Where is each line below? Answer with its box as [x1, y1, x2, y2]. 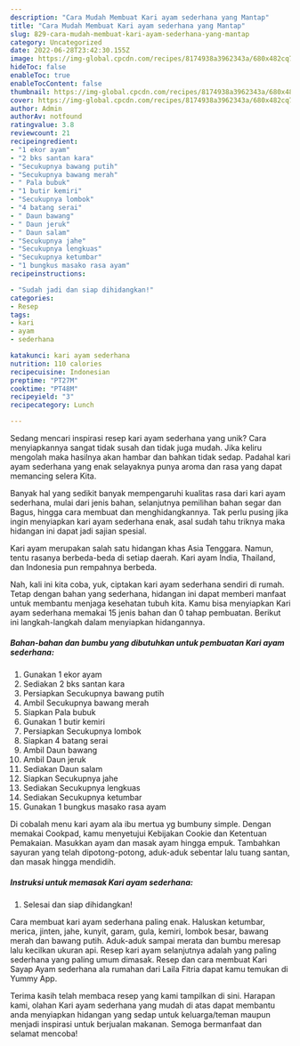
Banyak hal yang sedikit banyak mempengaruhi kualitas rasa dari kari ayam [10, 488, 286, 498]
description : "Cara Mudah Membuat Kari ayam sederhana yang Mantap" [10, 12, 270, 22]
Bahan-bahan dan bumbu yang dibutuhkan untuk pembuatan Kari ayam [10, 637, 285, 648]
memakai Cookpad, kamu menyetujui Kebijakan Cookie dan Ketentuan [10, 828, 268, 839]
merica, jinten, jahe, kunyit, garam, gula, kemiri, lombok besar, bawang [10, 926, 270, 937]
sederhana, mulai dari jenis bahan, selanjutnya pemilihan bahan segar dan [10, 497, 282, 508]
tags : [10, 310, 30, 319]
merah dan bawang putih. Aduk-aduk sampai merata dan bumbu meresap [10, 935, 281, 945]
